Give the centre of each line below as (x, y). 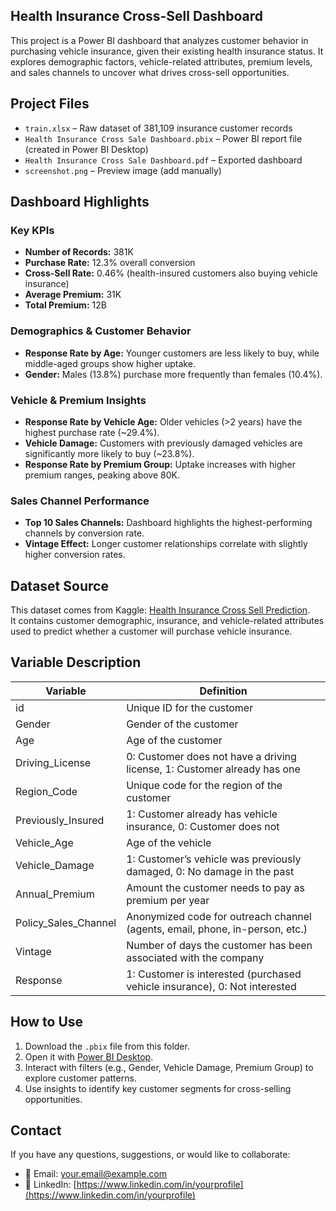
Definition (223, 691)
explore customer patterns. (80, 1078)
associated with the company (195, 957)
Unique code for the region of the (204, 785)
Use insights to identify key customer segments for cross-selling (158, 1088)
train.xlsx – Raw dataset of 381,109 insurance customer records (158, 128)
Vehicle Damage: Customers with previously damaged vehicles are (163, 443)
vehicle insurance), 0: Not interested (211, 986)
